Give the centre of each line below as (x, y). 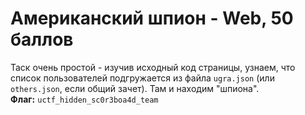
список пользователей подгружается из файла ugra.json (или (142, 78)
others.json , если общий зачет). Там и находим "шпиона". (135, 88)
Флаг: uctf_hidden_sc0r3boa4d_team (84, 99)
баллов (42, 39)
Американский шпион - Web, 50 (152, 18)
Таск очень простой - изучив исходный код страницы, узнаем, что (153, 67)
